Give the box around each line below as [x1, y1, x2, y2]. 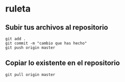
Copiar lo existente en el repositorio [5, 59, 120, 67]
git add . [5, 36, 26, 41]
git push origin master [5, 45, 56, 50]
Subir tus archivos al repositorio [5, 23, 108, 32]
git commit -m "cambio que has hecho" [5, 41, 87, 46]
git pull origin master [5, 72, 56, 77]
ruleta [5, 3, 31, 15]
